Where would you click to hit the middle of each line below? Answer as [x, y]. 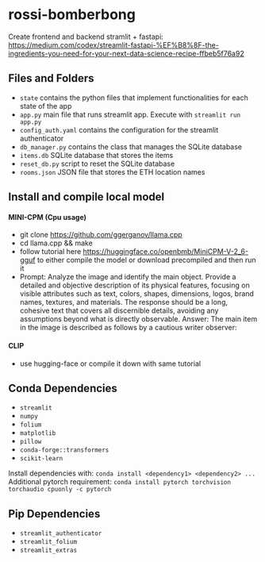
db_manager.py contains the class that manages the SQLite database [131, 146]
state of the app [46, 106]
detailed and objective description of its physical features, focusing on [134, 285]
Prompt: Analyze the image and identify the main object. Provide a [128, 277]
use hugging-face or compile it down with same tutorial [110, 364]
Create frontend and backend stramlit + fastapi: [86, 37]
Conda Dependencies [63, 388]
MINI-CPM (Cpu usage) [48, 217]
